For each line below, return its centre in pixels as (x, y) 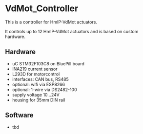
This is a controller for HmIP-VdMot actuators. (51, 22)
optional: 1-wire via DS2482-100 (44, 89)
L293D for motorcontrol (36, 74)
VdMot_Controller (42, 9)
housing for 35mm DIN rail (39, 100)
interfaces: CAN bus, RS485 (41, 79)
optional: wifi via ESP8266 (38, 84)
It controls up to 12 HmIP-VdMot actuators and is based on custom (72, 31)
